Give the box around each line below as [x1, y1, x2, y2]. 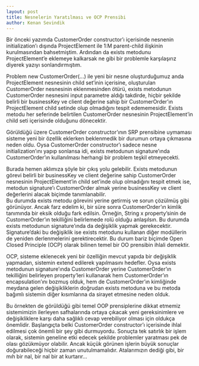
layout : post [6, 8, 39, 15]
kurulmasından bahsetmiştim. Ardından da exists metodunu [6, 49, 151, 56]
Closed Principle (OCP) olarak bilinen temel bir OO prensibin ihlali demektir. [6, 242, 190, 249]
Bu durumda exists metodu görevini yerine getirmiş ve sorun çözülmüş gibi [6, 197, 189, 204]
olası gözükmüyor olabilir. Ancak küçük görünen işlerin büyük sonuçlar [6, 340, 179, 348]
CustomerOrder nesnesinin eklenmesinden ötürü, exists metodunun [6, 86, 172, 93]
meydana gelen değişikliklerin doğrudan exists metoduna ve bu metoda [6, 284, 181, 292]
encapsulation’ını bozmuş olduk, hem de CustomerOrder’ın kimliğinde [6, 278, 176, 286]
